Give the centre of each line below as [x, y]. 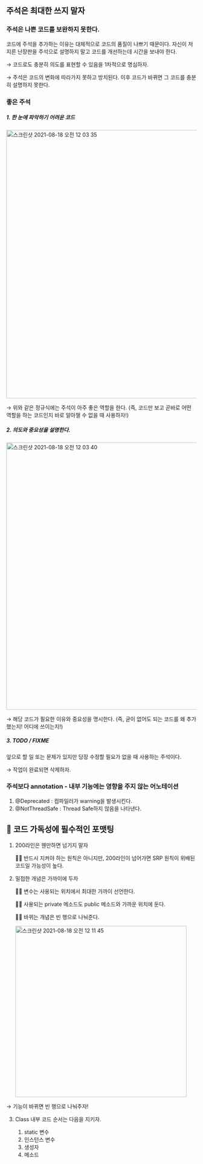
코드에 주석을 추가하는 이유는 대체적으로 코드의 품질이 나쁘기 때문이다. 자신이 [97, 44]
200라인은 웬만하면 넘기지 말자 [52, 845]
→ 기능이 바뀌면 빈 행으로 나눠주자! [47, 1106]
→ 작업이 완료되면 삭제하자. [39, 769]
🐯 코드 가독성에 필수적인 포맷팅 [60, 829]
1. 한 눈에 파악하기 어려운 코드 [41, 117]
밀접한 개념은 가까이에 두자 [47, 878]
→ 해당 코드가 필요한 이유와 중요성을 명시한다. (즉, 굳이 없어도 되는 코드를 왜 [96, 719]
